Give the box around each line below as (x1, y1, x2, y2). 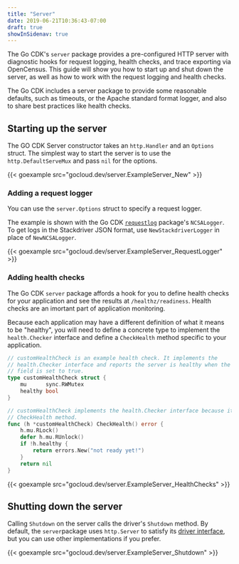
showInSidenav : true (7, 30, 69, 38)
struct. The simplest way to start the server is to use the (7, 149, 171, 158)
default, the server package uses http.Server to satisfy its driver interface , (7, 527, 225, 535)
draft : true (7, 24, 43, 31)
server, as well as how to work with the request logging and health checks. (7, 73, 226, 81)
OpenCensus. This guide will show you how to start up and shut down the (7, 65, 224, 74)
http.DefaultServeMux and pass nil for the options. (7, 156, 158, 165)
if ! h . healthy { (20, 440, 69, 448)
